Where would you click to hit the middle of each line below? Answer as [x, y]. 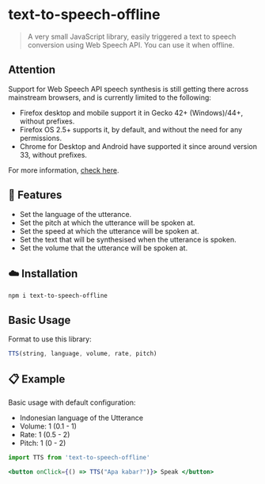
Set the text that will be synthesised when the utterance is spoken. [128, 239]
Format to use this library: [50, 339]
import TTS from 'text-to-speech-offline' [79, 457]
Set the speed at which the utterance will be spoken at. [109, 231]
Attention [32, 70]
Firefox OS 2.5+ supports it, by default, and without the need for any [131, 129]
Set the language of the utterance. [76, 214]
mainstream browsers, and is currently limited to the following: [110, 97]
